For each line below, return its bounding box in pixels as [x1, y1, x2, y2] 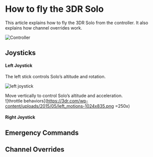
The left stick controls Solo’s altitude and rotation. [5, 73, 106, 79]
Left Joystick [5, 63, 33, 68]
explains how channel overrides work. [5, 25, 82, 31]
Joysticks [5, 49, 36, 57]
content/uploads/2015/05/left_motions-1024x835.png [5, 103, 115, 109]
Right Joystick [5, 114, 36, 120]
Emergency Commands [5, 128, 79, 137]
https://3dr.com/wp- [46, 97, 88, 104]
